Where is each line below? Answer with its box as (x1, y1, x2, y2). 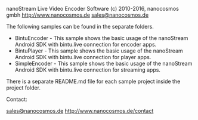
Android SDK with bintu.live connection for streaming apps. (14, 66, 161, 73)
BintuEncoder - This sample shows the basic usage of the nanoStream (14, 35, 188, 41)
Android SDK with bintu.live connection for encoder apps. (14, 41, 157, 48)
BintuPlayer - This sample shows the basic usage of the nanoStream (14, 47, 183, 54)
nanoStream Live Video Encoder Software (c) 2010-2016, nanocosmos (6, 5, 179, 12)
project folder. (6, 84, 41, 91)
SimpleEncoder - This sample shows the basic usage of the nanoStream (14, 60, 193, 67)
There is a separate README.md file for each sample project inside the (6, 78, 181, 85)
